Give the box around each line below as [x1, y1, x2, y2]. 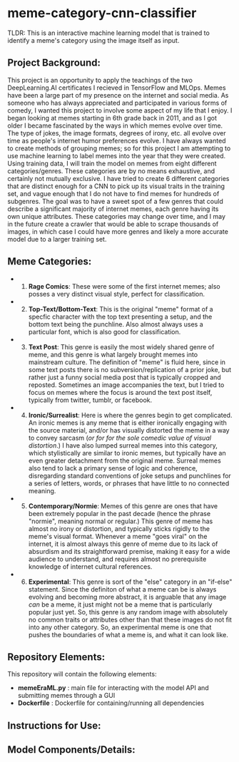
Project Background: [7, 57, 101, 69]
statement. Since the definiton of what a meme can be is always [28, 585, 217, 593]
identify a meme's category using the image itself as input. [7, 36, 180, 44]
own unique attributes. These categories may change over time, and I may [7, 212, 226, 220]
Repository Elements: [7, 651, 106, 663]
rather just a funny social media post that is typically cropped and [28, 373, 221, 381]
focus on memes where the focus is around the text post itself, [28, 388, 213, 396]
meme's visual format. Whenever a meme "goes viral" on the [28, 532, 208, 540]
